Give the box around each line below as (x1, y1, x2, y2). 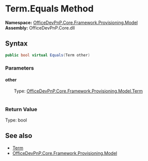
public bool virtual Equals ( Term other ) (5, 52, 91, 57)
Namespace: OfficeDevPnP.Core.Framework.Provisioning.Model (5, 19, 138, 25)
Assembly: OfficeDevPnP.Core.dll (5, 24, 75, 30)
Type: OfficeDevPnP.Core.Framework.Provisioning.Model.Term (14, 88, 143, 94)
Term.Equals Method (5, 3, 94, 14)
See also (5, 131, 32, 140)
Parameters (5, 64, 34, 71)
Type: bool (5, 117, 27, 123)
